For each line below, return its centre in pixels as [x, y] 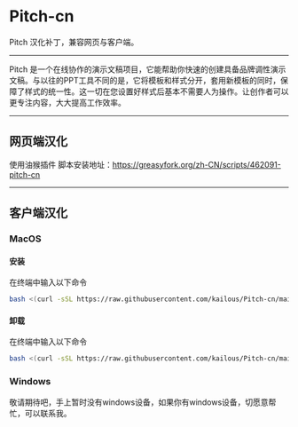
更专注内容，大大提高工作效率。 [67, 102]
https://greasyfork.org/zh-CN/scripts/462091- [196, 164]
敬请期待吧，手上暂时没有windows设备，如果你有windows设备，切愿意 [139, 402]
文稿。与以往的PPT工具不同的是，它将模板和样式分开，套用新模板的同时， [145, 80]
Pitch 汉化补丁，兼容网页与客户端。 [74, 42]
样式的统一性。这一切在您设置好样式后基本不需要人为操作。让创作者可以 [157, 91]
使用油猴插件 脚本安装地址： [61, 164]
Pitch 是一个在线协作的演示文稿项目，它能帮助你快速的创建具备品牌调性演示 [148, 69]
